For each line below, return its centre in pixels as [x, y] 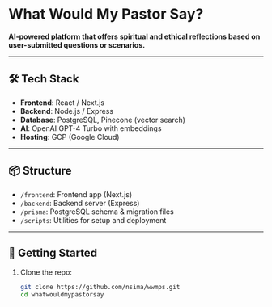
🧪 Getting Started [53, 252]
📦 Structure [40, 171]
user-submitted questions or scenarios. [77, 44]
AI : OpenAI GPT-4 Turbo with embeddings [91, 128]
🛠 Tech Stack [44, 79]
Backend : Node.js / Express [67, 111]
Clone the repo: [46, 272]
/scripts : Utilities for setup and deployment [93, 220]
